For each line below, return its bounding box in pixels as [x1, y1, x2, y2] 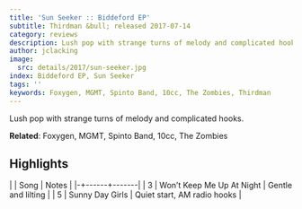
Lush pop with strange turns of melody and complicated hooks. [9, 113, 244, 124]
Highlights [9, 156, 69, 171]
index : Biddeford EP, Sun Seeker [9, 72, 135, 81]
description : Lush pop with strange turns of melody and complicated [9, 38, 276, 48]
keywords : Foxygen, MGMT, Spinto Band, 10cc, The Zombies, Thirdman [9, 88, 271, 97]
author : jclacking [9, 47, 78, 56]
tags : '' [9, 80, 42, 89]
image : [9, 55, 34, 64]
